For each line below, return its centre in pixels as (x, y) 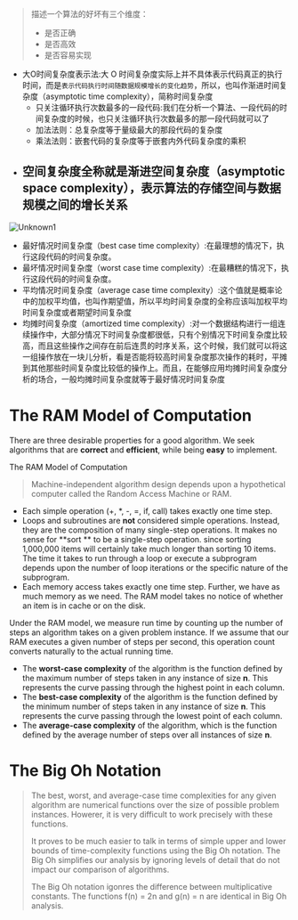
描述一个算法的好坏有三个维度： (89, 14)
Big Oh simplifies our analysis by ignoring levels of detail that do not (155, 859)
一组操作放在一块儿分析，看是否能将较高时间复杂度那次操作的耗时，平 (151, 356)
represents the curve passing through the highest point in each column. (153, 687)
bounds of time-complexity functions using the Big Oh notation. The (156, 851)
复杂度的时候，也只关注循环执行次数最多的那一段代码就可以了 (156, 118)
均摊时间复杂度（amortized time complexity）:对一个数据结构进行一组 (150, 323)
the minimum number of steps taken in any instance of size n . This (144, 706)
